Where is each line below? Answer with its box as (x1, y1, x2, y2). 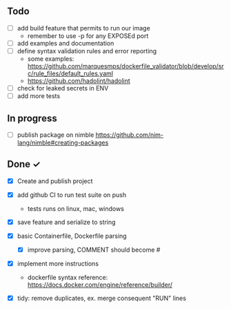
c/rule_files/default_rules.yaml (27, 69, 114, 77)
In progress (7, 112, 57, 124)
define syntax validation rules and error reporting (17, 46, 157, 55)
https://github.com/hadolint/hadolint (27, 77, 131, 85)
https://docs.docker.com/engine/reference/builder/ (27, 281, 173, 289)
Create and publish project (17, 176, 93, 185)
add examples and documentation (17, 39, 114, 47)
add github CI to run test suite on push (17, 190, 127, 199)
